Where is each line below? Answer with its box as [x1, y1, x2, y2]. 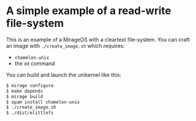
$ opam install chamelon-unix [6, 99, 80, 105]
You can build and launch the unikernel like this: [6, 71, 121, 78]
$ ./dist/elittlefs [6, 110, 54, 116]
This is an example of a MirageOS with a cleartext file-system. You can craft [6, 36, 190, 43]
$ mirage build [6, 93, 43, 99]
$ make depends [6, 88, 43, 94]
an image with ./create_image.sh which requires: [6, 42, 125, 49]
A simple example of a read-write [6, 4, 171, 18]
